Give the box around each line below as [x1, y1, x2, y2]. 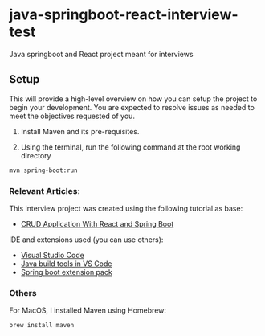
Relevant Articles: [9, 185, 81, 196]
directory [20, 150, 51, 160]
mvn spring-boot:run [9, 166, 79, 174]
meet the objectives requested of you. [9, 111, 136, 121]
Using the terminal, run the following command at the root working [20, 142, 241, 152]
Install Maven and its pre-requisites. [20, 126, 140, 136]
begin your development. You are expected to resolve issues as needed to [9, 102, 255, 112]
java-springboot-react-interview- [9, 6, 239, 24]
